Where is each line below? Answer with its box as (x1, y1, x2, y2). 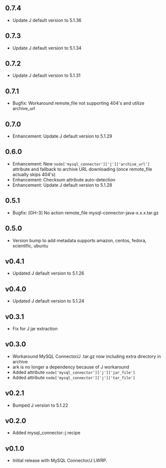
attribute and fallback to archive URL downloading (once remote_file (12, 166, 153, 172)
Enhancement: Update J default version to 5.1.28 (12, 182, 113, 188)
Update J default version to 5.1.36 (12, 17, 82, 23)
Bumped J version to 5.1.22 (12, 402, 68, 408)
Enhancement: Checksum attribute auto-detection (12, 176, 116, 182)
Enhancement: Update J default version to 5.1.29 (12, 133, 113, 139)
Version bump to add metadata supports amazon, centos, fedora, (12, 237, 147, 243)
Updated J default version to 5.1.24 (12, 298, 85, 304)
